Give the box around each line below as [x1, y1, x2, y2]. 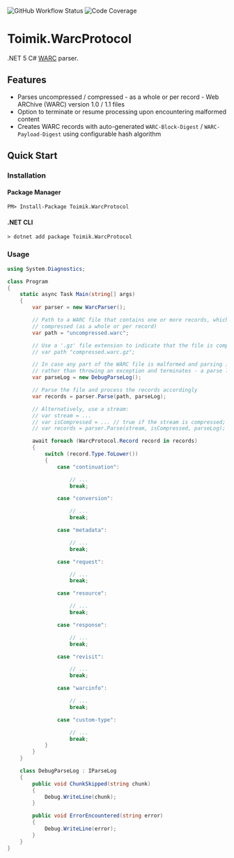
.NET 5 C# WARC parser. [7, 54, 79, 62]
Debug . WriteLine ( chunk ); [44, 793, 117, 800]
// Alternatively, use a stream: [32, 405, 130, 412]
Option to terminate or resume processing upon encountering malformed [17, 107, 227, 116]
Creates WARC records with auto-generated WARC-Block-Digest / [17, 122, 203, 130]
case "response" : [56, 621, 108, 628]
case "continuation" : [56, 463, 120, 470]
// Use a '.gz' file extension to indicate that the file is [32, 342, 214, 349]
